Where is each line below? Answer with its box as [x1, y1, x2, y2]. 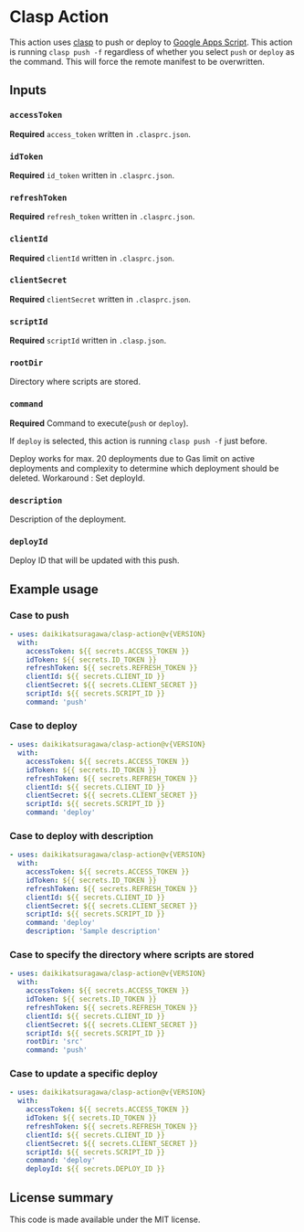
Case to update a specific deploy [9, 1067, 158, 1080]
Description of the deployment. [9, 514, 127, 525]
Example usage [9, 581, 99, 597]
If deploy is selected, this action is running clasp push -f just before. [9, 435, 267, 446]
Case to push [9, 609, 69, 621]
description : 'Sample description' [26, 927, 162, 936]
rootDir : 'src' [26, 1037, 84, 1046]
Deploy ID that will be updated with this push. [9, 555, 180, 566]
